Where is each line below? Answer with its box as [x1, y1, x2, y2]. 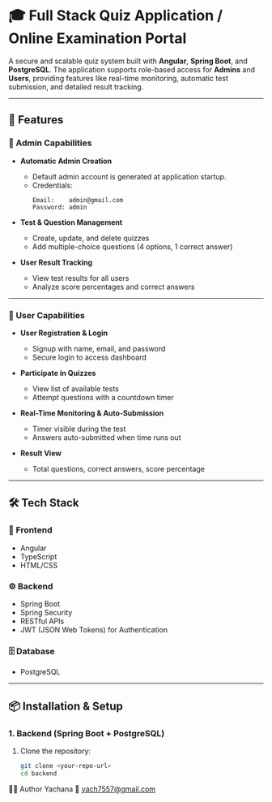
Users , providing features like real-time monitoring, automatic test [8, 73, 229, 83]
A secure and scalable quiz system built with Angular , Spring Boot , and [8, 56, 249, 66]
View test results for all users [32, 273, 130, 282]
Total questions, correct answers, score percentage [32, 464, 205, 473]
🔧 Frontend [8, 524, 53, 536]
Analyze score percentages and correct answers [32, 282, 195, 291]
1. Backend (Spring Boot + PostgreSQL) [8, 727, 165, 739]
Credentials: [32, 180, 73, 190]
